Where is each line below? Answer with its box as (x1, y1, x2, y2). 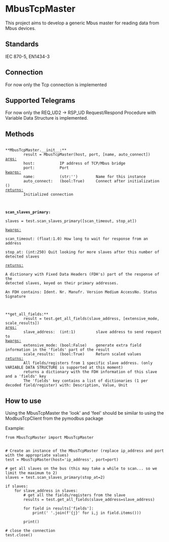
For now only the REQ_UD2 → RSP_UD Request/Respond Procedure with (5, 110, 156, 116)
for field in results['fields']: (23, 506, 94, 511)
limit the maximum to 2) (5, 471, 58, 476)
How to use (5, 396, 41, 405)
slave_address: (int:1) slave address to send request (23, 330, 162, 335)
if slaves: (5, 484, 28, 489)
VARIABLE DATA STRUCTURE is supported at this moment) (5, 365, 123, 370)
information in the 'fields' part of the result (5, 347, 110, 352)
